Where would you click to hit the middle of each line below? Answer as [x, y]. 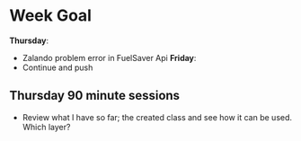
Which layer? [46, 127]
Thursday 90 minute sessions [95, 96]
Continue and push [58, 67]
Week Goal [51, 16]
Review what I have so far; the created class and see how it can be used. [157, 117]
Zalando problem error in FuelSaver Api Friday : [109, 57]
